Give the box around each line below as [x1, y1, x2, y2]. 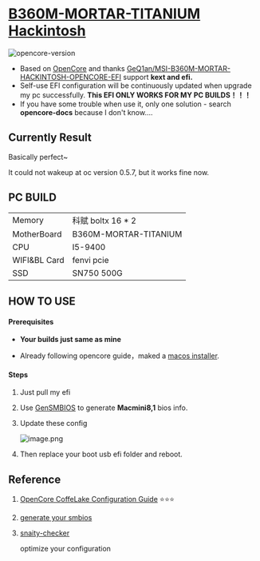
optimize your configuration [19, 544, 112, 554]
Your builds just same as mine [19, 335, 122, 344]
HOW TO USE [8, 294, 76, 308]
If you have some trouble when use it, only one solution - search [19, 99, 231, 109]
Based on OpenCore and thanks [19, 63, 125, 73]
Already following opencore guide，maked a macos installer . [19, 351, 219, 360]
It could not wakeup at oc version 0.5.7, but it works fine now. [8, 167, 210, 177]
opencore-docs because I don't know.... [19, 107, 153, 117]
